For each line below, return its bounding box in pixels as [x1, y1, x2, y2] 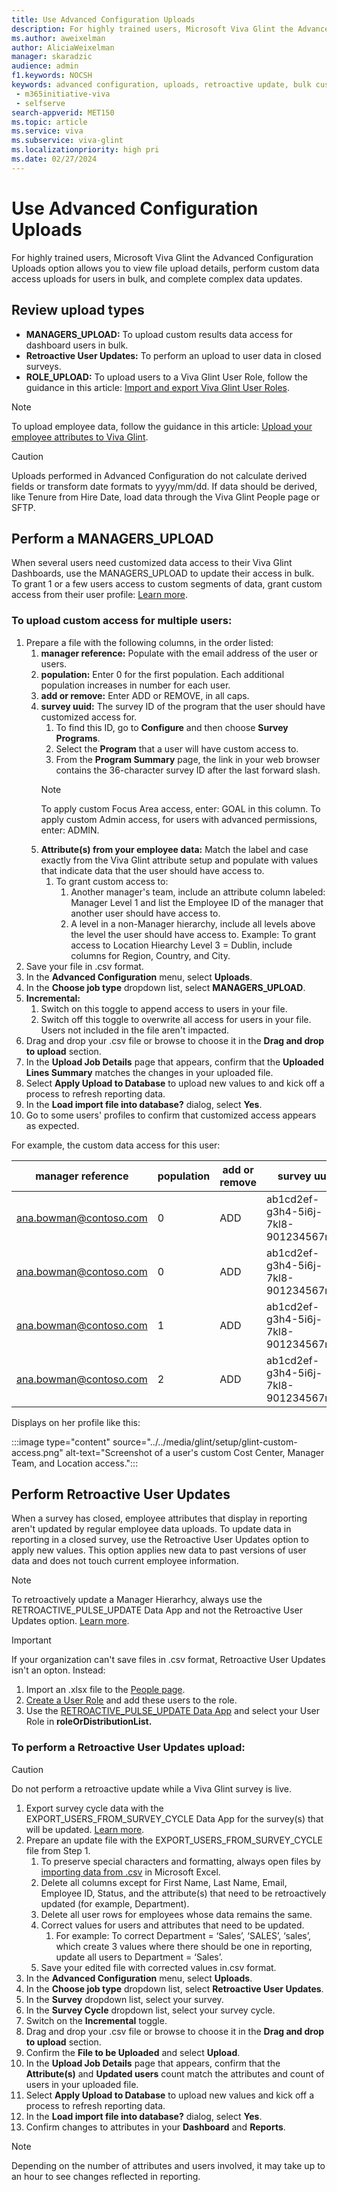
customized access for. [40, 711, 138, 723]
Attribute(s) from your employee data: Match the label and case [40, 843, 309, 855]
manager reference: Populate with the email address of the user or [40, 647, 319, 659]
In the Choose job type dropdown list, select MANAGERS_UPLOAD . [25, 981, 306, 993]
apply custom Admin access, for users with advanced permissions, [40, 813, 318, 825]
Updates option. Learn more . [11, 1615, 130, 1627]
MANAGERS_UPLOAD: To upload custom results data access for [25, 328, 293, 340]
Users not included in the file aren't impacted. [40, 1024, 230, 1036]
